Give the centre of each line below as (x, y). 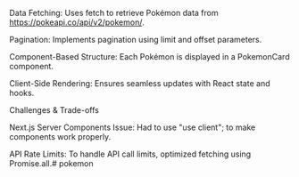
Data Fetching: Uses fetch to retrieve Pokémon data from (114, 13)
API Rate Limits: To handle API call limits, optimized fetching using (130, 154)
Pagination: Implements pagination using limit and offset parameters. (136, 40)
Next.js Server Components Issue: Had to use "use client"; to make (133, 127)
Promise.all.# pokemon (51, 163)
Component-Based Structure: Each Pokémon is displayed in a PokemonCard (149, 56)
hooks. (22, 93)
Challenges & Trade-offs (54, 110)
